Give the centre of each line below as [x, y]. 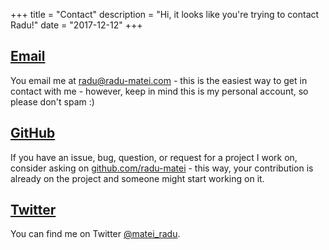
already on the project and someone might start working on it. [137, 178]
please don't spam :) [52, 101]
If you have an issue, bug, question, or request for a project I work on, [154, 157]
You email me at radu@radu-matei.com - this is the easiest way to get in [159, 80]
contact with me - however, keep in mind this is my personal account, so [159, 91]
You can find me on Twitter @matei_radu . [95, 234]
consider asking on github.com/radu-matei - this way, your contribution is [162, 168]
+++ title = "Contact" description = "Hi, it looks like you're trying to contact [165, 14]
